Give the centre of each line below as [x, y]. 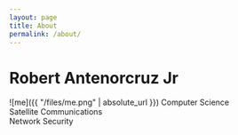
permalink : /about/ [45, 34]
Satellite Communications [56, 112]
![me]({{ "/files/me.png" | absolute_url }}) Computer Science [119, 102]
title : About [33, 26]
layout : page [33, 17]
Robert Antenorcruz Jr [94, 78]
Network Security [41, 122]
